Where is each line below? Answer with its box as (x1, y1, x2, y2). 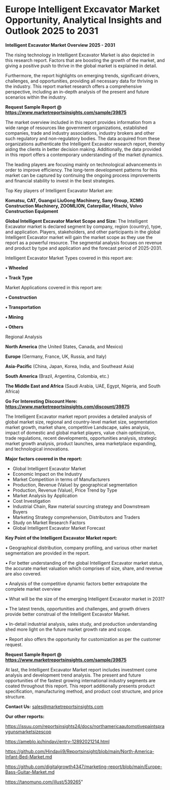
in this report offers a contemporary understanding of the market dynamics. (5, 151, 163, 158)
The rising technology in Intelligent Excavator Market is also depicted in (5, 52, 155, 58)
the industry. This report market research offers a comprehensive (5, 83, 142, 89)
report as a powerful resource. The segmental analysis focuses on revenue (5, 239, 162, 246)
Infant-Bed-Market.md (5, 753, 52, 759)
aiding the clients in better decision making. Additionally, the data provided (5, 146, 161, 152)
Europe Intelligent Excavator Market (5, 4, 160, 15)
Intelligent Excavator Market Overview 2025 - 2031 (5, 42, 116, 48)
